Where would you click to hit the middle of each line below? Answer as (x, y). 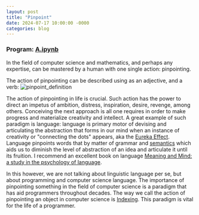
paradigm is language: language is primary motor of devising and (86, 124)
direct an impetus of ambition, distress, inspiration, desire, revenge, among (98, 105)
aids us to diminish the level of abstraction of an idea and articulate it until (97, 149)
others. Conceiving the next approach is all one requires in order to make (96, 111)
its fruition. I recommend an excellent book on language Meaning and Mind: (99, 156)
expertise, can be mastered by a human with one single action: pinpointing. (99, 69)
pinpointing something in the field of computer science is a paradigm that (97, 186)
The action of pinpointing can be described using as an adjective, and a (94, 80)
